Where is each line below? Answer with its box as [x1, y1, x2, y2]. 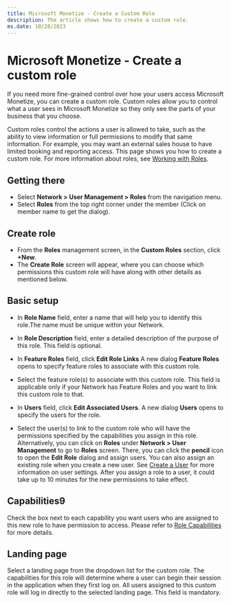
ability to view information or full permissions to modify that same [7, 132, 192, 141]
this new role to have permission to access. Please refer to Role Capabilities [7, 521, 222, 529]
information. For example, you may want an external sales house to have [7, 140, 212, 148]
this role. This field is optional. [16, 341, 102, 349]
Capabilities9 [7, 495, 65, 507]
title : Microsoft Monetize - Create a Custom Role [7, 10, 155, 17]
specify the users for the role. [16, 411, 102, 419]
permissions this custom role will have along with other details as [16, 267, 201, 276]
